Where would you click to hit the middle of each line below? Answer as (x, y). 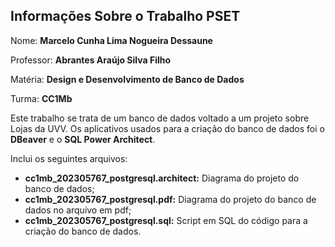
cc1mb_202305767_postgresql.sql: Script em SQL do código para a (166, 220)
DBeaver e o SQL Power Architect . (83, 139)
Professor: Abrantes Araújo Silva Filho (91, 60)
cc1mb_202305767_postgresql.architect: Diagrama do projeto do (162, 178)
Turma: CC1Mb (41, 98)
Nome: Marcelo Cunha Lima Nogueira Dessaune (111, 40)
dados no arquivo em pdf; (78, 210)
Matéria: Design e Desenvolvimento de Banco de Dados (127, 79)
